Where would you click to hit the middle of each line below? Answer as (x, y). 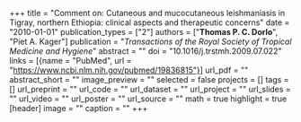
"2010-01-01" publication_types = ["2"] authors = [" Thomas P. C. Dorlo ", (144, 32)
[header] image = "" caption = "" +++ (79, 108)
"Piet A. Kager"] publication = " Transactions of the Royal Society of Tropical (150, 41)
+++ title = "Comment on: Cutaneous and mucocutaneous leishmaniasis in (147, 13)
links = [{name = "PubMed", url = (71, 61)
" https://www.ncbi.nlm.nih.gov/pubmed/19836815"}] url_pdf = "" (129, 70)
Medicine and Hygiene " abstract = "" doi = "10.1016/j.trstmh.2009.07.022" (146, 51)
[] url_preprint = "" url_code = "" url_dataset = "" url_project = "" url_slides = (150, 89)
